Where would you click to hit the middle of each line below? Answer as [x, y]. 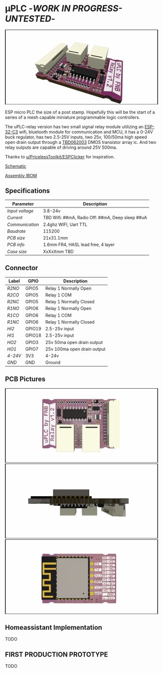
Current [15, 218]
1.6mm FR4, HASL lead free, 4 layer [79, 245]
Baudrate [16, 231]
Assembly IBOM [21, 175]
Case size [17, 251]
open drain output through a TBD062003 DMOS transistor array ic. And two [81, 142]
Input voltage [20, 211]
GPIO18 [33, 335]
